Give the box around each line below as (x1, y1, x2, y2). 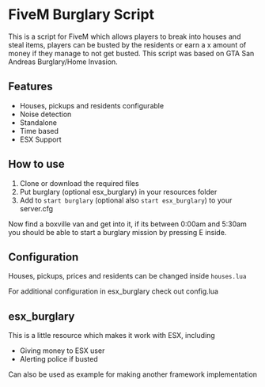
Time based (19, 126, 59, 135)
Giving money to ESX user (19, 346, 105, 355)
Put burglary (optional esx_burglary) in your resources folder (19, 187, 218, 196)
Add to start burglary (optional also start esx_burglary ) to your (19, 195, 233, 205)
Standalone (19, 117, 58, 127)
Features (8, 80, 53, 93)
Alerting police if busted (19, 355, 99, 364)
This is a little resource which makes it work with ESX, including (8, 331, 215, 340)
